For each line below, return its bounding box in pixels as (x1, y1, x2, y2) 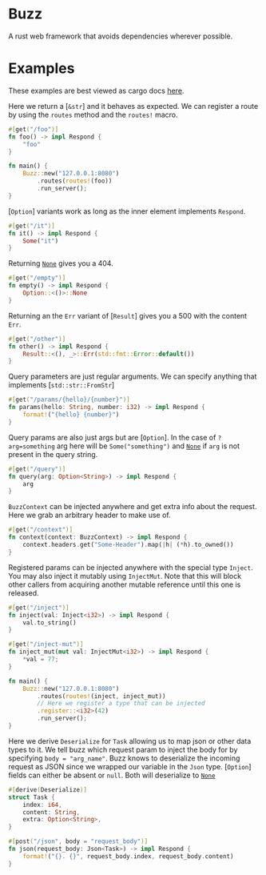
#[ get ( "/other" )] (8, 335, 66, 343)
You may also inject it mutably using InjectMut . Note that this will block (8, 571, 242, 580)
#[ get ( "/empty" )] (8, 274, 66, 283)
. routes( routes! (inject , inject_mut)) (37, 692, 166, 700)
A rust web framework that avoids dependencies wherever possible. (8, 31, 233, 41)
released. (8, 588, 39, 597)
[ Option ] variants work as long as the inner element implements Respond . (8, 206, 246, 216)
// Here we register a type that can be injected (37, 700, 205, 708)
